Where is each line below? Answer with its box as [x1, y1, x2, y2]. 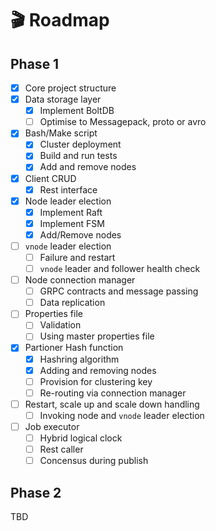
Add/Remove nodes [39, 228, 122, 241]
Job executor [24, 420, 80, 432]
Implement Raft [39, 206, 103, 218]
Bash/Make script [24, 127, 98, 139]
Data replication [39, 297, 106, 309]
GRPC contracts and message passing [39, 285, 199, 297]
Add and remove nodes [39, 161, 137, 173]
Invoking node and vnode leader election [39, 409, 205, 421]
